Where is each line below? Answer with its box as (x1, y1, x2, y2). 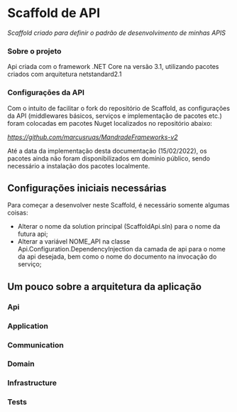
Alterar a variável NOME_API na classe (17, 237, 131, 246)
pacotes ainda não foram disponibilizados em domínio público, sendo (7, 154, 211, 163)
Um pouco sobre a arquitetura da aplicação (7, 281, 202, 293)
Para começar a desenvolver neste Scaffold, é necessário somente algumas (7, 201, 230, 210)
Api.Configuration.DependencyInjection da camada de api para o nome (17, 245, 226, 254)
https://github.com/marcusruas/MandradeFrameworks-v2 (7, 133, 179, 141)
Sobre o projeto (7, 46, 62, 56)
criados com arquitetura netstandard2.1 (7, 70, 122, 79)
